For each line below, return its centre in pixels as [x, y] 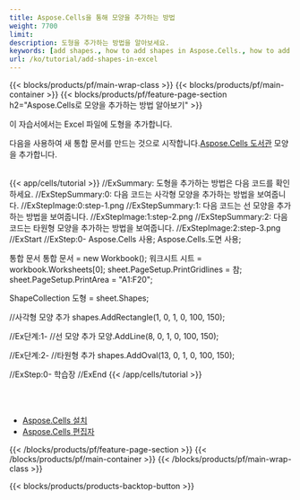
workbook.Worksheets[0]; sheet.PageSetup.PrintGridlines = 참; [126, 269]
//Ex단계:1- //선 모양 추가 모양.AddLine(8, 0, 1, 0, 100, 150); [114, 336]
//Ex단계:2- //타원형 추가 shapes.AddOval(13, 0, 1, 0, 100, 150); [122, 355]
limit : [21, 34]
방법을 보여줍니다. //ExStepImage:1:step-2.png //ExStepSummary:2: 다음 [157, 217]
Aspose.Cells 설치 [55, 420]
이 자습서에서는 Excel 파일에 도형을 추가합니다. [91, 124]
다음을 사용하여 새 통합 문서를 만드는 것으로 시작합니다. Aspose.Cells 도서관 [141, 143]
